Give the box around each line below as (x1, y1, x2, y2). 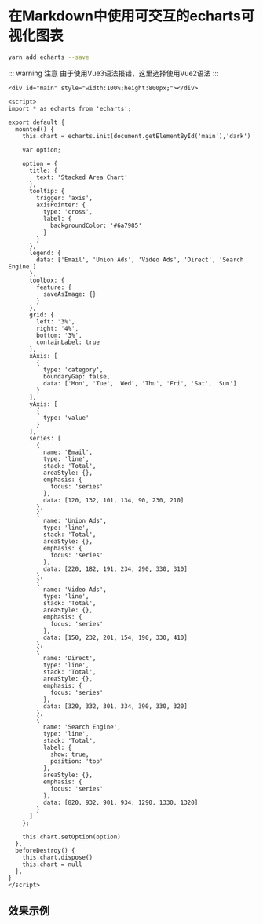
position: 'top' (49, 757, 104, 765)
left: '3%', (36, 317, 76, 326)
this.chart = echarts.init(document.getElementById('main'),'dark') (22, 132, 251, 140)
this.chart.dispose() (22, 853, 93, 861)
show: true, (49, 751, 89, 758)
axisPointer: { (36, 201, 86, 209)
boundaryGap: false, (42, 372, 111, 381)
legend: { (28, 249, 61, 257)
